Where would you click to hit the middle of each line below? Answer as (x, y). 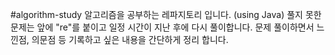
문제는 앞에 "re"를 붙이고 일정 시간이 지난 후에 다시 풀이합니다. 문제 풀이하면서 (162, 27)
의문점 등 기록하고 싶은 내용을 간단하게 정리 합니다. (130, 39)
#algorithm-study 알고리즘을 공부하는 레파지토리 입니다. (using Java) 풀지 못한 (166, 14)
